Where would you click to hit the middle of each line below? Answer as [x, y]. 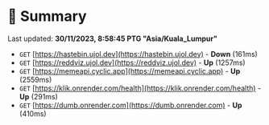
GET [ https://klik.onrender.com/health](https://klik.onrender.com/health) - [140, 88]
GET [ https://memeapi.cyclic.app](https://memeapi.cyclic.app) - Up [130, 71]
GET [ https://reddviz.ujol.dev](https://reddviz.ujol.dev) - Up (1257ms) [132, 62]
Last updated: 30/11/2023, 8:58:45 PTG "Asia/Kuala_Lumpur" [113, 38]
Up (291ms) [38, 96]
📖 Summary [47, 16]
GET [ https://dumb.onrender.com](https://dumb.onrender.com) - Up [130, 105]
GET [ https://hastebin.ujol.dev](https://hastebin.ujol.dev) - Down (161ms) [139, 54]
